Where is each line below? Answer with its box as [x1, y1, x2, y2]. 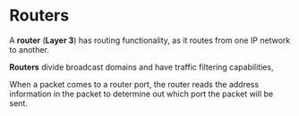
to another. [9, 44, 49, 54]
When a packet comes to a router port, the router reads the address [9, 79, 260, 89]
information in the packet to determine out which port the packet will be [9, 88, 274, 99]
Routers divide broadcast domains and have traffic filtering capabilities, [9, 62, 274, 72]
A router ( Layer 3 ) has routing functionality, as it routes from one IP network [9, 35, 291, 46]
